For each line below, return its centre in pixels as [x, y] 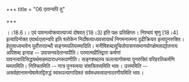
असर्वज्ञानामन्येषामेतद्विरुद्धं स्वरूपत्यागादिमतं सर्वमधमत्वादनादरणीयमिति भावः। [75, 72]
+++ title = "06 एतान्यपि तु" [36, 9]
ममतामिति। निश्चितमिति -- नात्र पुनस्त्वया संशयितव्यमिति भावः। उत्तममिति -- [77, 66]
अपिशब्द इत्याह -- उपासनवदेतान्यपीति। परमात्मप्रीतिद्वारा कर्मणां [63, 53]
